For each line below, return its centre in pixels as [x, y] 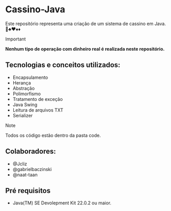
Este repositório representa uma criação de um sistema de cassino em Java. [86, 24]
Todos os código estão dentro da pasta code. [53, 135]
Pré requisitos [28, 191]
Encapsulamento [30, 77]
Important [16, 39]
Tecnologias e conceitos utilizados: [63, 65]
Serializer [23, 115]
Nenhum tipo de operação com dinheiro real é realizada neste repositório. [85, 49]
